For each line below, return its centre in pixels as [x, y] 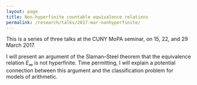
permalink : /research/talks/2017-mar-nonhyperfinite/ [74, 22]
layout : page [22, 11]
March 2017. [21, 45]
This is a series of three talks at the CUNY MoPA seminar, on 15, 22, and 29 [97, 39]
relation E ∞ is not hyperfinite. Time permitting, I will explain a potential [91, 64]
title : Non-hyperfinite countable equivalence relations [77, 17]
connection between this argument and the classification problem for [90, 70]
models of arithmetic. [32, 77]
